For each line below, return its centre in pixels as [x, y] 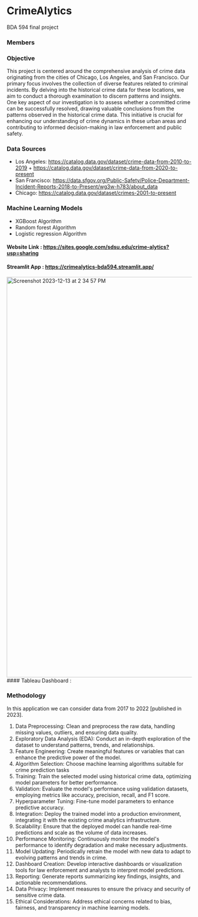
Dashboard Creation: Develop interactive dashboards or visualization [98, 863]
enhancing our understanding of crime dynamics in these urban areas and [97, 121]
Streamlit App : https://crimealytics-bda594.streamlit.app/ [80, 267]
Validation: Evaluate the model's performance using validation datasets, [102, 789]
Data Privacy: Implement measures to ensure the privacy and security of [103, 889]
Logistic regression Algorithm [51, 233]
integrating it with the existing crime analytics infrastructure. [88, 820]
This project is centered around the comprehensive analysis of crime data [96, 71]
